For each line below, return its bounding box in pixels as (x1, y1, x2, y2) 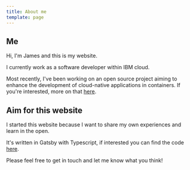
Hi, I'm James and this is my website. (6, 52, 97, 60)
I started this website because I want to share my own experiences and (6, 121, 182, 128)
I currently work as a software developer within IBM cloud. (6, 64, 150, 71)
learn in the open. (6, 128, 50, 135)
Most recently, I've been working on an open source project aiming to (6, 75, 177, 82)
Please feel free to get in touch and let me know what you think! (6, 157, 163, 164)
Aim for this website (6, 105, 82, 115)
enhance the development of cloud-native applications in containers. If (6, 82, 180, 89)
